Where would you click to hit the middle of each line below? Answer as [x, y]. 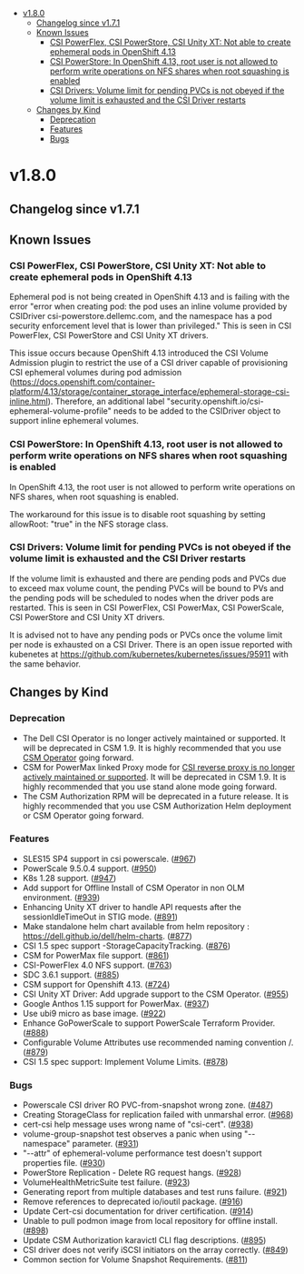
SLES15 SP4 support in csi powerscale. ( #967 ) [109, 858]
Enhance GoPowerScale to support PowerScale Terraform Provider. [149, 1023]
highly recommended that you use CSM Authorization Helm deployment [157, 806]
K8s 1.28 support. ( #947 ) [69, 878]
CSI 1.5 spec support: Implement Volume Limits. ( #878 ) [125, 1061]
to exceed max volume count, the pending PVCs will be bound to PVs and [147, 588]
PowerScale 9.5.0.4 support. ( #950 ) [89, 868]
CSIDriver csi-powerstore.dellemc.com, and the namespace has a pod [141, 316]
